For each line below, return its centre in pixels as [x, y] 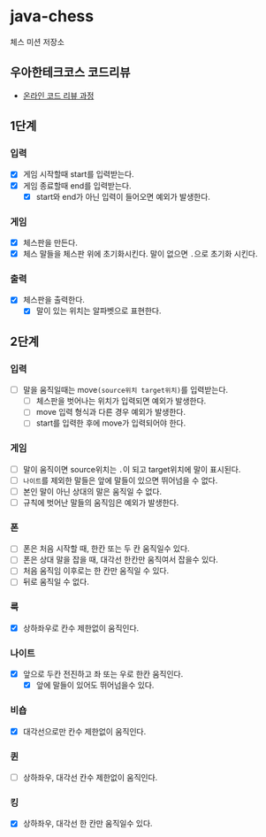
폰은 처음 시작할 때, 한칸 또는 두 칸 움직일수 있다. [106, 549]
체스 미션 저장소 [38, 42]
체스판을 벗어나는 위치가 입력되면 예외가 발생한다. [121, 401]
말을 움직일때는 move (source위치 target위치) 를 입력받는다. [125, 390]
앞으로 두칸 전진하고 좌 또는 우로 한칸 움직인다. [103, 674]
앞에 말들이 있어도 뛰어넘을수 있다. [95, 685]
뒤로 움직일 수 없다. [56, 582]
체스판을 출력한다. [53, 300]
